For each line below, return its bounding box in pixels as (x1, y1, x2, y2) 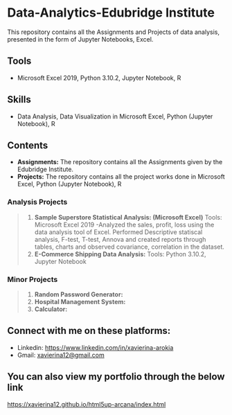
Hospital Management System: (34, 297, 126, 306)
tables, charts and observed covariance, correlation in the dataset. (34, 242, 225, 251)
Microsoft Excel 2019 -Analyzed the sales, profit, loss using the (34, 220, 215, 229)
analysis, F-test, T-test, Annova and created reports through (34, 235, 206, 243)
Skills (7, 94, 31, 105)
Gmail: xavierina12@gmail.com (17, 351, 105, 359)
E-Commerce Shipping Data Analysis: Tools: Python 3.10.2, (34, 249, 206, 258)
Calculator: (34, 305, 68, 313)
